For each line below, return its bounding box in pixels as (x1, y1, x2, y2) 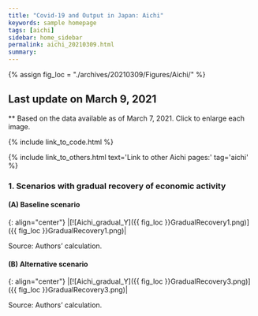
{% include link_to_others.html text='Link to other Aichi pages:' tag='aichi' (8, 152, 249, 162)
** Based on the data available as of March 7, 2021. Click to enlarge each (8, 113, 245, 123)
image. (8, 121, 31, 131)
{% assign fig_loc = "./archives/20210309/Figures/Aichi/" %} (8, 70, 207, 79)
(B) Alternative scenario (8, 259, 88, 269)
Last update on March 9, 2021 (8, 92, 157, 106)
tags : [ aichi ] (8, 26, 55, 34)
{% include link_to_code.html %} (8, 137, 114, 147)
